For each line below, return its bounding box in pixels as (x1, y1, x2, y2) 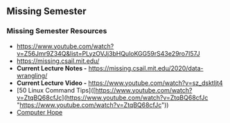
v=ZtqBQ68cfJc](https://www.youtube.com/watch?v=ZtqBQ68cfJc (16, 93, 209, 102)
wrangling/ (16, 71, 48, 79)
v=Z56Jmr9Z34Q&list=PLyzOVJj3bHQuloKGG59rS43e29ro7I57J (16, 49, 200, 57)
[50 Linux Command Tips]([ (16, 86, 96, 94)
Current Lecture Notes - (16, 64, 87, 72)
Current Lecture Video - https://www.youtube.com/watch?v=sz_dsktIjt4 (16, 79, 223, 87)
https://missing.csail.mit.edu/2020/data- (88, 64, 204, 72)
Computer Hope (16, 108, 63, 116)
